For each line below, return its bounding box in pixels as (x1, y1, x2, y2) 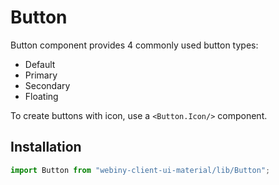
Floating (24, 90, 59, 102)
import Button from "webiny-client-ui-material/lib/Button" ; (10, 165, 271, 175)
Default (24, 58, 56, 70)
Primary (24, 69, 58, 81)
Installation (10, 139, 82, 156)
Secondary (24, 79, 71, 91)
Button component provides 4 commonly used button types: (10, 39, 259, 51)
